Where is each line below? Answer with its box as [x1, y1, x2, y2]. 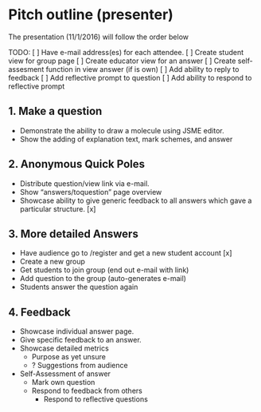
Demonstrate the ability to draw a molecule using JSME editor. [19, 125, 224, 135]
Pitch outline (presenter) [8, 6, 173, 24]
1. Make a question [8, 105, 103, 118]
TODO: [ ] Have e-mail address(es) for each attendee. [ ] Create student [8, 47, 244, 57]
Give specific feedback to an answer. [19, 335, 142, 345]
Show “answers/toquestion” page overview [19, 187, 162, 196]
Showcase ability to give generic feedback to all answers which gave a [19, 196, 252, 205]
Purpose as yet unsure [31, 352, 106, 362]
